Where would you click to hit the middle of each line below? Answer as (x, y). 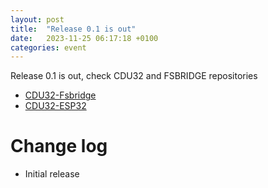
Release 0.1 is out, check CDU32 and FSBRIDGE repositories (134, 76)
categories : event (48, 47)
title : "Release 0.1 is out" (73, 29)
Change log (59, 146)
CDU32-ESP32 (55, 106)
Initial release (52, 174)
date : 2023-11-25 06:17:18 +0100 (84, 38)
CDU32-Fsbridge (60, 95)
